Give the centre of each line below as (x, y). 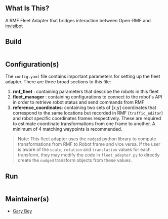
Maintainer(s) (27, 199)
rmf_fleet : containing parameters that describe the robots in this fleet (86, 92)
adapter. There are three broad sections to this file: (58, 82)
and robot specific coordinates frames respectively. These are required (87, 119)
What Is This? (27, 8)
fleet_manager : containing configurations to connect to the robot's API (87, 97)
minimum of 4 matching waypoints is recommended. (67, 129)
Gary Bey (22, 211)
